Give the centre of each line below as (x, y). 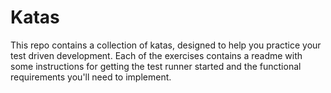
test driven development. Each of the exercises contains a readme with (156, 55)
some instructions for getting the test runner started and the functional (156, 66)
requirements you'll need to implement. (91, 77)
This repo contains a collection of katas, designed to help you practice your (166, 45)
